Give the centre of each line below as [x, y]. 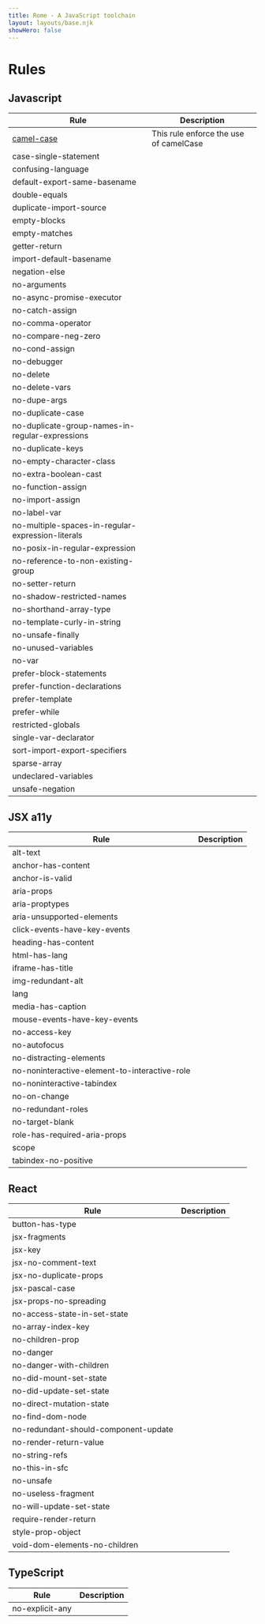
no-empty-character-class [64, 461]
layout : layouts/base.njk [50, 23]
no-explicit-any [42, 1608]
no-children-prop [46, 1339]
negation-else [39, 272]
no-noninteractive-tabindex [65, 1084]
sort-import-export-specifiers [70, 751]
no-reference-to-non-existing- [73, 561]
